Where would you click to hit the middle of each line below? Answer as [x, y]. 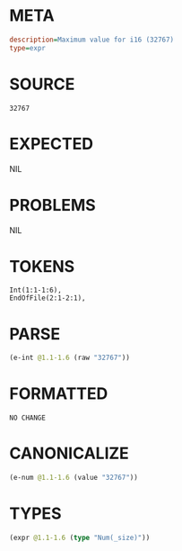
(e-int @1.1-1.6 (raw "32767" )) [69, 358]
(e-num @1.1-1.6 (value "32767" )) [74, 478]
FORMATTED [59, 394]
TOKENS [42, 266]
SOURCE [42, 84]
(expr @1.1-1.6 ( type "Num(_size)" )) [80, 537]
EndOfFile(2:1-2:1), [48, 298]
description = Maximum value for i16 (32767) [92, 40]
